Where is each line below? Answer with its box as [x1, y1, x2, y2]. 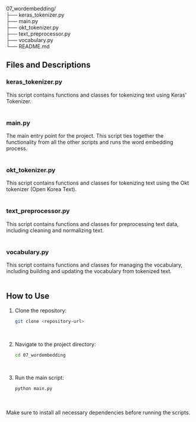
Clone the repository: [14, 307, 67, 314]
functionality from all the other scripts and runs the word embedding [6, 138, 173, 145]
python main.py [14, 386, 53, 392]
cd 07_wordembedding [14, 352, 66, 358]
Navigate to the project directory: [14, 341, 96, 348]
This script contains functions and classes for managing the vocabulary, [6, 261, 183, 268]
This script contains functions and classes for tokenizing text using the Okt [6, 179, 189, 186]
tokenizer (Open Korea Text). [6, 186, 77, 193]
